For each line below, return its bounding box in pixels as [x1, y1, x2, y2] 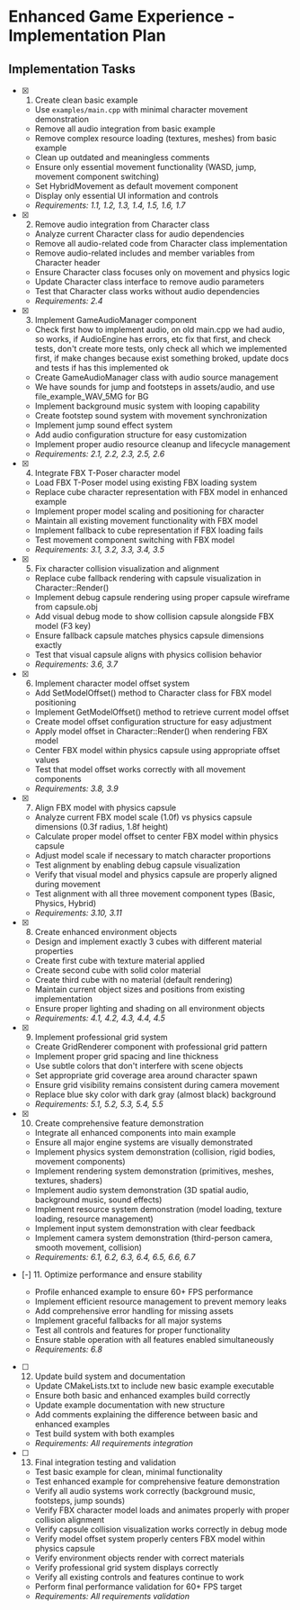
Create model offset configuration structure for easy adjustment [34, 716, 272, 726]
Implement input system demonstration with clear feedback [34, 1223, 256, 1234]
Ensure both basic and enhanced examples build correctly [34, 1390, 251, 1400]
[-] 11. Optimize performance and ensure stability [21, 1269, 203, 1280]
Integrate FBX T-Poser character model [34, 468, 181, 478]
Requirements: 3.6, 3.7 [34, 659, 119, 670]
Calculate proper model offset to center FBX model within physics [34, 831, 279, 841]
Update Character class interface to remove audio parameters [34, 276, 265, 287]
